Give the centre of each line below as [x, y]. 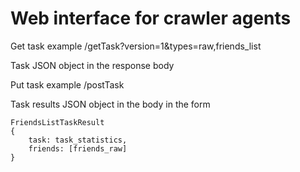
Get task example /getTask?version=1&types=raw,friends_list [136, 46]
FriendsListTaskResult [57, 122]
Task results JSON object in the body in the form [110, 104]
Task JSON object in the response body [92, 65]
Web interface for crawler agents [151, 18]
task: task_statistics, [78, 140]
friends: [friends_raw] [78, 148]
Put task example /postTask [67, 84]
